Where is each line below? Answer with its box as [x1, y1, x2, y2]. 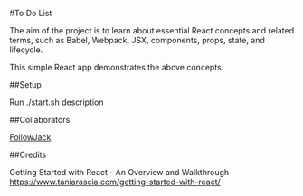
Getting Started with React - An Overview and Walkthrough [9, 167, 230, 177]
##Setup [9, 79, 43, 89]
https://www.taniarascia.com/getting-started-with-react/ [9, 176, 222, 187]
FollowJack [9, 132, 52, 143]
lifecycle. [9, 44, 43, 55]
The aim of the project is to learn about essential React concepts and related [9, 25, 295, 35]
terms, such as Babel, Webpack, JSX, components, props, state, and [9, 35, 265, 45]
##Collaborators [9, 115, 71, 125]
